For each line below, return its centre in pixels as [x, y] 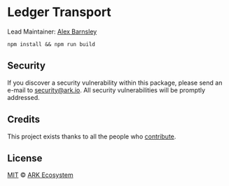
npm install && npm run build [51, 44]
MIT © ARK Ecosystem [40, 175]
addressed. [23, 97]
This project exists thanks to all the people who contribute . [92, 136]
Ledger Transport [60, 12]
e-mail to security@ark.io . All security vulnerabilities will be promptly [106, 90]
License [25, 158]
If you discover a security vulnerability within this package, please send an [115, 83]
